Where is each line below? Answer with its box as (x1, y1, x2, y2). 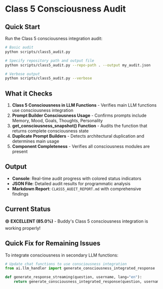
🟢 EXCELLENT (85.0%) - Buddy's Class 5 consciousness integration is (5, 218, 148, 224)
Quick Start (5, 23, 40, 31)
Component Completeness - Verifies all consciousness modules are (12, 144, 150, 149)
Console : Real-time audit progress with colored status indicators (12, 176, 142, 181)
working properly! (5, 225, 41, 231)
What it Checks (5, 89, 52, 97)
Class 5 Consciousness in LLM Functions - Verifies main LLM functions (12, 102, 157, 108)
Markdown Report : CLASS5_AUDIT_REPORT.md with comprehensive (12, 186, 142, 192)
